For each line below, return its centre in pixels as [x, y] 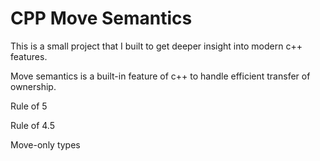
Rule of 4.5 [33, 125]
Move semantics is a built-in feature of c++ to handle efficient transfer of [160, 76]
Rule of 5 [29, 106]
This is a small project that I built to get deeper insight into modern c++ [156, 46]
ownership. [33, 86]
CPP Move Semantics [101, 18]
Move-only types [45, 144]
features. [29, 56]
